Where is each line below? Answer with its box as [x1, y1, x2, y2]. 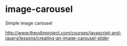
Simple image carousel [5, 20, 53, 26]
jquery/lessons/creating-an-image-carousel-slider [5, 35, 109, 41]
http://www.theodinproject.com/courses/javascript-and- [5, 29, 122, 35]
